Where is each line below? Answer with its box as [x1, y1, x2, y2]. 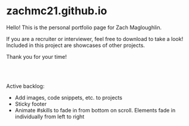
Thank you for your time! [6, 53, 67, 60]
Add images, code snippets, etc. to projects [14, 94, 123, 101]
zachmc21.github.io [6, 4, 108, 18]
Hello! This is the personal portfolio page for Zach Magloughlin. [6, 24, 162, 31]
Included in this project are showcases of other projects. [6, 42, 145, 49]
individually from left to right [14, 113, 85, 120]
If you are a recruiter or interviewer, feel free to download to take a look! [6, 35, 184, 42]
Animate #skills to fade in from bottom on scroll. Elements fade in [14, 106, 176, 114]
